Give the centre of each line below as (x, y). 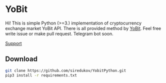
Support (13, 43)
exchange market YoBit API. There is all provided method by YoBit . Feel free (83, 28)
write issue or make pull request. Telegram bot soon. (59, 33)
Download (21, 59)
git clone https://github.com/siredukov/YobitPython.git (66, 70)
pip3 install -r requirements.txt (41, 75)
